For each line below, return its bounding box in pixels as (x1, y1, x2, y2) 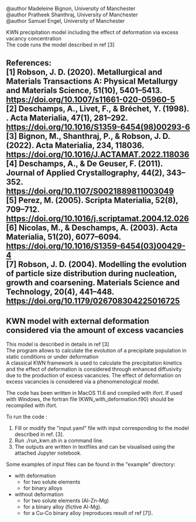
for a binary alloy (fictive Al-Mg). (23, 503, 102, 510)
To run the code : (6, 413, 48, 421)
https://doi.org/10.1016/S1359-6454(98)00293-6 (6, 122, 190, 132)
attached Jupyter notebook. (14, 449, 82, 456)
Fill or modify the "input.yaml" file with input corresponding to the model (14, 425, 189, 432)
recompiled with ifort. (6, 402, 58, 409)
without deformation (14, 491, 64, 498)
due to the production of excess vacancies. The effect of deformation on (6, 372, 181, 379)
